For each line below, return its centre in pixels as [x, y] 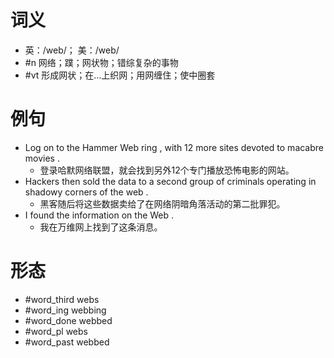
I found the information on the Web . [99, 215]
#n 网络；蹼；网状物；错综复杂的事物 [101, 62]
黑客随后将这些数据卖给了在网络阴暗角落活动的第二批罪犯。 [162, 203]
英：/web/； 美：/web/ [72, 50]
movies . [42, 158]
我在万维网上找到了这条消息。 [101, 227]
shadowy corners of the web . [86, 192]
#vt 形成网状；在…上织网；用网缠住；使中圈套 [120, 75]
